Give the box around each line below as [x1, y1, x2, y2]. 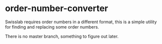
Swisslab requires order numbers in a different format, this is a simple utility [5, 19, 157, 25]
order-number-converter [5, 3, 108, 14]
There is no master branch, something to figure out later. [5, 33, 119, 39]
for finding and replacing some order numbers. [5, 24, 99, 29]
